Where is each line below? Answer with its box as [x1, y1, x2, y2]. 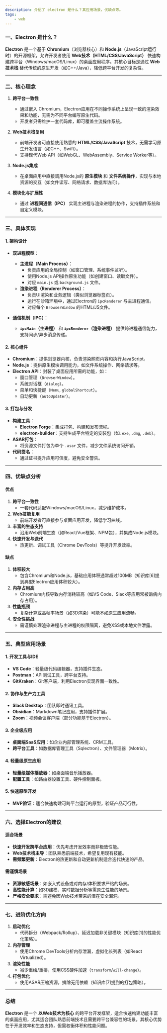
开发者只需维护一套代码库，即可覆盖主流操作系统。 [19, 118, 125, 124]
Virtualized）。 [19, 954, 49, 960]
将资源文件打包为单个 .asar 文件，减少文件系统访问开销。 [19, 442, 138, 448]
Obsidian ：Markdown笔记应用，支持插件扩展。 [12, 709, 110, 715]
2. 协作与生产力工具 [5, 690, 46, 696]
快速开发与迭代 [12, 536, 43, 542]
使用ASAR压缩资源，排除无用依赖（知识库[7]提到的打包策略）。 [19, 979, 149, 985]
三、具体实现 [5, 225, 36, 232]
